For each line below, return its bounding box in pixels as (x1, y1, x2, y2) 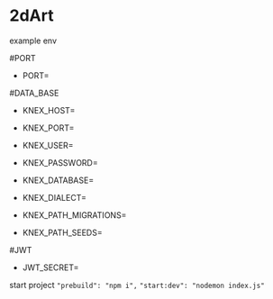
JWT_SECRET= (22, 262, 79, 273)
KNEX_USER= (22, 140, 74, 150)
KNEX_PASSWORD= (22, 157, 98, 168)
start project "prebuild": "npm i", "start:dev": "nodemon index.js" (9, 279, 266, 290)
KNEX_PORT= (22, 122, 75, 133)
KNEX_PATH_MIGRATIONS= (22, 209, 127, 221)
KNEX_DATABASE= (22, 175, 95, 186)
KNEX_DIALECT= (22, 192, 87, 203)
